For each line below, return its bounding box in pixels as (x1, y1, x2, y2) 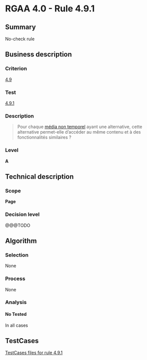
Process (5, 275, 26, 282)
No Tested (5, 311, 27, 317)
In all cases (5, 322, 28, 328)
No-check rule (5, 36, 35, 42)
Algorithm (5, 236, 37, 245)
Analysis (5, 299, 27, 306)
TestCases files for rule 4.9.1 (5, 350, 63, 356)
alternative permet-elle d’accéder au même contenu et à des (17, 129, 141, 135)
